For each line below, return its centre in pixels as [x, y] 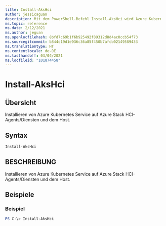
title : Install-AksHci [28, 10]
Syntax [16, 135]
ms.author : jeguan [24, 33]
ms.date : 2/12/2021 [25, 28]
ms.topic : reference [26, 23]
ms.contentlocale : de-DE [31, 51]
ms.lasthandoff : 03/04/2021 [34, 56]
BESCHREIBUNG [31, 162]
